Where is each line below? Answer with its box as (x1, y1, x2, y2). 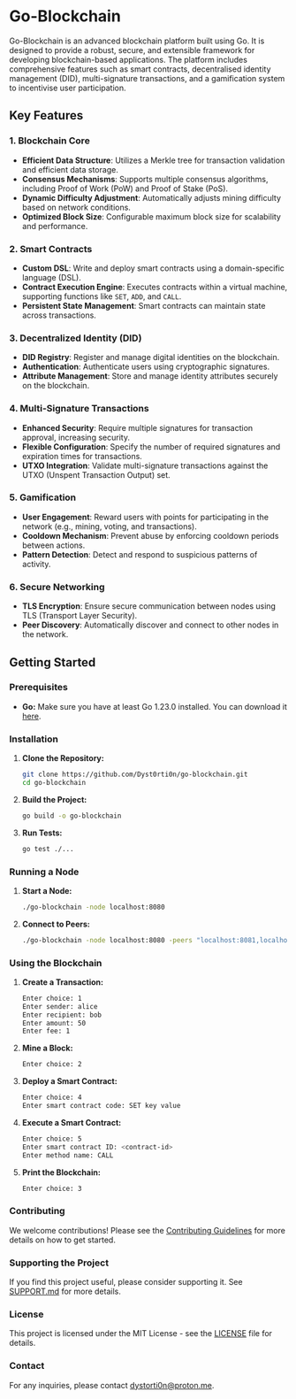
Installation (9, 733, 59, 745)
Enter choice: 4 (21, 1093, 82, 1103)
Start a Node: (21, 885, 72, 896)
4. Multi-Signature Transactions (9, 403, 149, 415)
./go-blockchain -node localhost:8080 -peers (21, 935, 193, 944)
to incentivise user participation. (9, 82, 126, 93)
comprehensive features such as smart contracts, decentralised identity (9, 64, 271, 74)
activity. (21, 558, 51, 569)
